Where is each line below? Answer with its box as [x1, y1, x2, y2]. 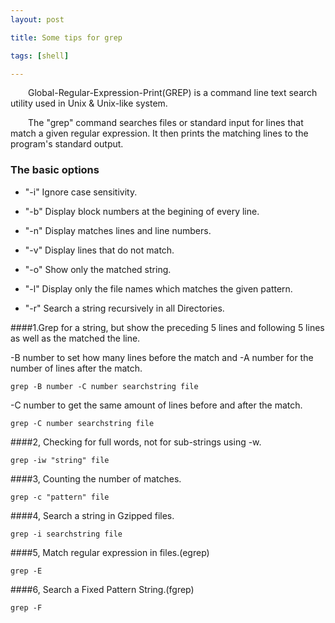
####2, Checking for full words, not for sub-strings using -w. [10, 436, 262, 448]
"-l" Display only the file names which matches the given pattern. [24, 282, 293, 295]
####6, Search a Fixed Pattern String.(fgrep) [10, 583, 195, 595]
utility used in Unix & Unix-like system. [10, 97, 168, 110]
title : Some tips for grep [10, 32, 123, 43]
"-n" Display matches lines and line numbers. [24, 224, 212, 236]
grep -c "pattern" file [10, 492, 110, 502]
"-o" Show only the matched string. [24, 263, 172, 275]
